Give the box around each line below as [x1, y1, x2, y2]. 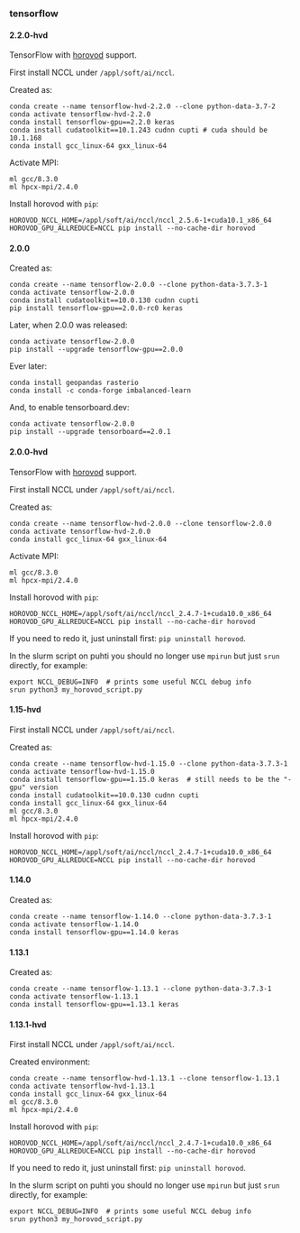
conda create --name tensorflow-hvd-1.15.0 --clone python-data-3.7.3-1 [9, 759, 288, 768]
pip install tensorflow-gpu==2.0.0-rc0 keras [9, 304, 183, 313]
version [29, 783, 59, 792]
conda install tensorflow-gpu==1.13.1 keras [9, 1000, 179, 1009]
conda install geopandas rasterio [9, 378, 140, 388]
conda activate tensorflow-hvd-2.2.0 [9, 110, 151, 119]
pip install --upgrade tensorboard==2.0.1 [9, 428, 171, 437]
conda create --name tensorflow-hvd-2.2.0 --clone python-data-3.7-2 [9, 102, 277, 111]
